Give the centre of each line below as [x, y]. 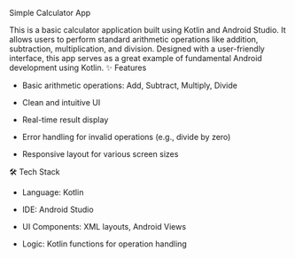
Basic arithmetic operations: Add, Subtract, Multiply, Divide [129, 85]
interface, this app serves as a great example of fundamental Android [136, 58]
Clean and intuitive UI [61, 102]
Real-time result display [65, 120]
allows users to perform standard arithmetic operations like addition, [134, 39]
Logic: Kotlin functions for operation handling [105, 244]
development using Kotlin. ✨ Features [78, 67]
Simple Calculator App [50, 13]
